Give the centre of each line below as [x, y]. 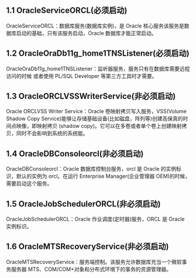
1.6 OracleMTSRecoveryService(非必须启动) [87, 247]
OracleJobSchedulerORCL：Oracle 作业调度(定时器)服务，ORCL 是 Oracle [95, 219]
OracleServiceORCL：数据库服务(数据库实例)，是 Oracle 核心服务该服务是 [95, 26]
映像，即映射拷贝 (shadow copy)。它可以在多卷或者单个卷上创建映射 [99, 126]
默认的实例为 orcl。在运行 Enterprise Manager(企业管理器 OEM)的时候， [103, 176]
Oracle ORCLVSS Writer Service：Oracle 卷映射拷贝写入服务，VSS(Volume [97, 111]
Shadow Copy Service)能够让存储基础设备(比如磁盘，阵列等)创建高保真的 [94, 118]
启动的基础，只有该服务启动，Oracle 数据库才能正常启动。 [86, 33]
